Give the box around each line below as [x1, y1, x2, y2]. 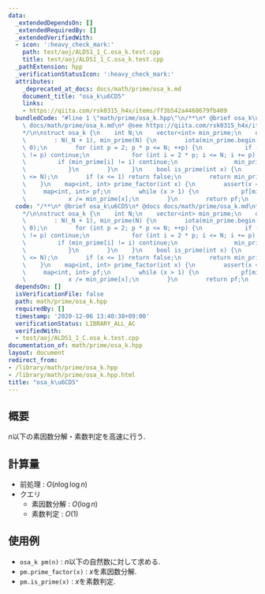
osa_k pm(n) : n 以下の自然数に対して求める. [19, 557, 161, 566]
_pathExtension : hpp [15, 63, 83, 71]
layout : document [8, 349, 65, 357]
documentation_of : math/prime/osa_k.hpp [8, 342, 144, 349]
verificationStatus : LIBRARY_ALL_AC [15, 319, 136, 327]
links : [22, 99, 44, 107]
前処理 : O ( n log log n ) [19, 480, 88, 489]
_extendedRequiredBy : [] [15, 26, 97, 34]
